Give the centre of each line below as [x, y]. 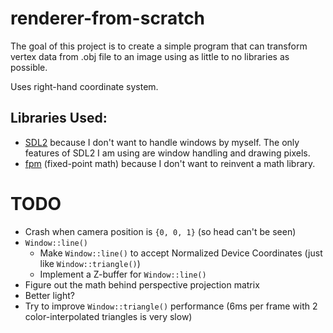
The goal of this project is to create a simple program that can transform [159, 46]
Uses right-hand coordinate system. [84, 86]
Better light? [49, 295]
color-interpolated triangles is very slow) [108, 316]
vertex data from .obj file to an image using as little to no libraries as [150, 56]
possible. [29, 67]
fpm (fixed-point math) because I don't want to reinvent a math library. [170, 163]
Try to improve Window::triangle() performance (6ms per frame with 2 [171, 306]
